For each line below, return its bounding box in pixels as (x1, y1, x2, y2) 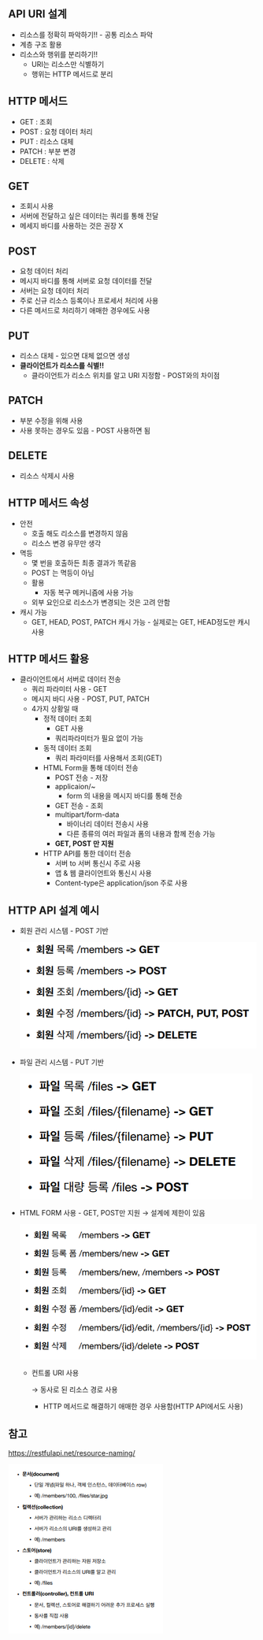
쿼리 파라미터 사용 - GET (31, 685, 108, 694)
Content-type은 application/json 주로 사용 (54, 878, 188, 888)
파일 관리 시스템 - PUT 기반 (19, 1058, 105, 1067)
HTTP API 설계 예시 (8, 903, 100, 917)
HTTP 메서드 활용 (8, 652, 89, 666)
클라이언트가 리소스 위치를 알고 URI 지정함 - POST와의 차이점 (31, 371, 220, 380)
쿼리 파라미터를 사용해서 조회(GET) (54, 753, 163, 762)
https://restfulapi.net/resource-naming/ (8, 1449, 135, 1458)
